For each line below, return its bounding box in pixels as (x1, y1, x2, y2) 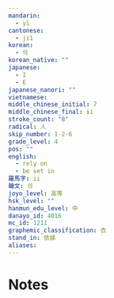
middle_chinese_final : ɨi (8, 108, 93, 116)
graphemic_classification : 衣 (8, 226, 107, 235)
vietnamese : (8, 93, 47, 101)
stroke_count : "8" (8, 116, 69, 124)
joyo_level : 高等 (8, 189, 63, 198)
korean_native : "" (8, 57, 69, 65)
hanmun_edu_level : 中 (8, 204, 78, 212)
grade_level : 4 (8, 137, 59, 146)
